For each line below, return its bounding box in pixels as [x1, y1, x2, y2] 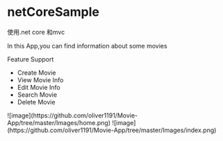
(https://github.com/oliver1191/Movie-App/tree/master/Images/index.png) [7, 126, 217, 134]
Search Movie [17, 91, 58, 99]
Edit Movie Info [17, 83, 61, 91]
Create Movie [17, 68, 56, 77]
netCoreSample [7, 4, 99, 20]
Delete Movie [17, 97, 56, 106]
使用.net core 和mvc [7, 28, 65, 36]
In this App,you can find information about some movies [7, 41, 168, 50]
